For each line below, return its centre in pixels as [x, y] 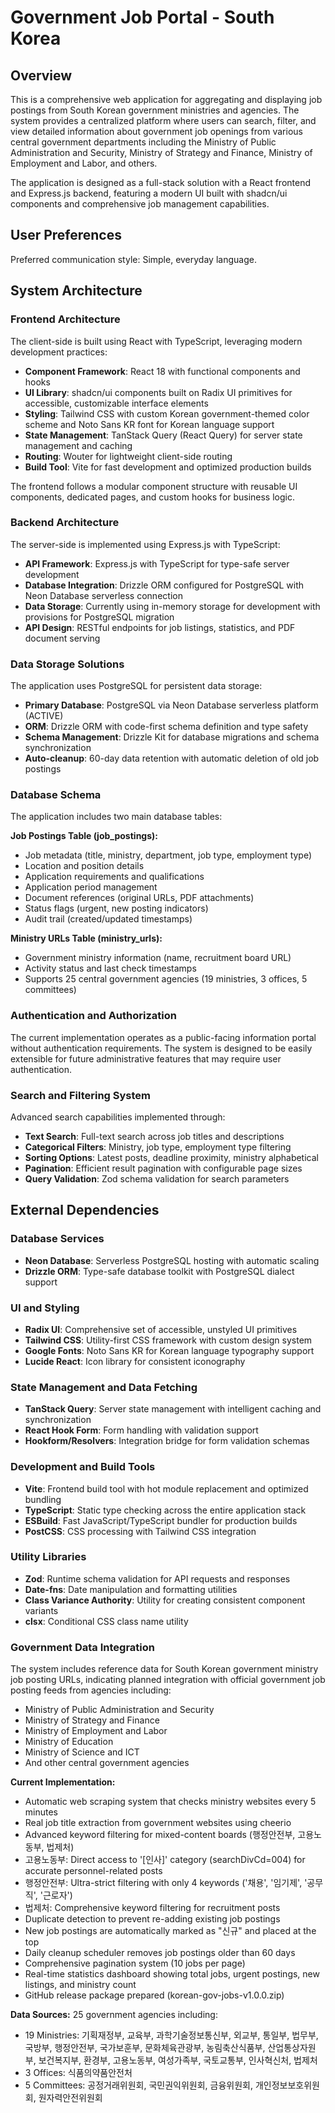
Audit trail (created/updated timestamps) [108, 919]
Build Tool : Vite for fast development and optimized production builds [168, 467]
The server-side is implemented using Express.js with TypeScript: [145, 544]
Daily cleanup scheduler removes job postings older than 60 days [160, 1953]
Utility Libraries [48, 1557]
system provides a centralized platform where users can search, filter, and [163, 120]
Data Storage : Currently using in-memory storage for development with [172, 606]
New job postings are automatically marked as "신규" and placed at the [170, 1931]
